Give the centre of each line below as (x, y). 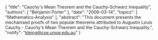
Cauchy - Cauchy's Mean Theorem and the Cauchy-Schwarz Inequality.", (79, 27)
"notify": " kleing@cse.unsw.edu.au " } (43, 33)
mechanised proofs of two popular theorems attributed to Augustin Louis (79, 22)
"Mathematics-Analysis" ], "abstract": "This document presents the (73, 17)
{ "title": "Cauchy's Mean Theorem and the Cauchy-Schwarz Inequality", (78, 7)
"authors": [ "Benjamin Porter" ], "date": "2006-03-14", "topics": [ (71, 12)
